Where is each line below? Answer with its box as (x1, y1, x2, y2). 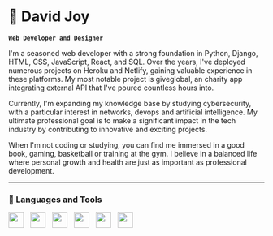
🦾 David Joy (8, 7, 90, 26)
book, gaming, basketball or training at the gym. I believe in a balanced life (8, 148, 258, 158)
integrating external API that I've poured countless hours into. (8, 83, 214, 92)
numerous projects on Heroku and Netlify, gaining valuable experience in (8, 65, 253, 75)
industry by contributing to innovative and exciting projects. (8, 124, 208, 134)
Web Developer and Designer (8, 34, 104, 42)
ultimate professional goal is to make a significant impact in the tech (8, 115, 236, 125)
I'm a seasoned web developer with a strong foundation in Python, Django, (8, 48, 258, 58)
